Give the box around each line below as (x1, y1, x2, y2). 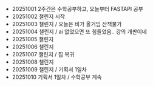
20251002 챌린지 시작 (12, 13, 66, 20)
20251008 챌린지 (12, 58, 54, 65)
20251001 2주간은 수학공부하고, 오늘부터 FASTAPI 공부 (12, 5, 144, 12)
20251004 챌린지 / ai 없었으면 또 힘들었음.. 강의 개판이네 (12, 28, 148, 35)
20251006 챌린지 (12, 43, 54, 50)
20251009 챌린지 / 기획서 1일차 (12, 66, 87, 73)
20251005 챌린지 (12, 36, 54, 42)
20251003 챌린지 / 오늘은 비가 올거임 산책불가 (12, 21, 122, 27)
